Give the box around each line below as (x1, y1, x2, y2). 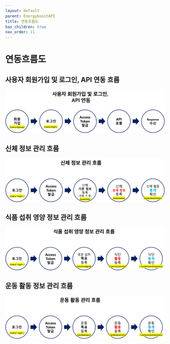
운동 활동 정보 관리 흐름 (5, 282, 73, 290)
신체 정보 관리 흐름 (5, 144, 59, 153)
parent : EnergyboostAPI (5, 13, 56, 19)
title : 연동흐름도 (5, 19, 39, 24)
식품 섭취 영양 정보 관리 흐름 (5, 213, 87, 222)
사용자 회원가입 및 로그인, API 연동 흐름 (5, 75, 120, 84)
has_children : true (5, 24, 47, 29)
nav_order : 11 (5, 29, 35, 35)
